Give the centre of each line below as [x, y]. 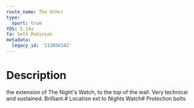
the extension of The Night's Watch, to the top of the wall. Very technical [97, 92]
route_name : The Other [35, 12]
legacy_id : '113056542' [42, 46]
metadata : [19, 40]
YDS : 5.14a [20, 29]
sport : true [27, 23]
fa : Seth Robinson [29, 34]
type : [13, 17]
